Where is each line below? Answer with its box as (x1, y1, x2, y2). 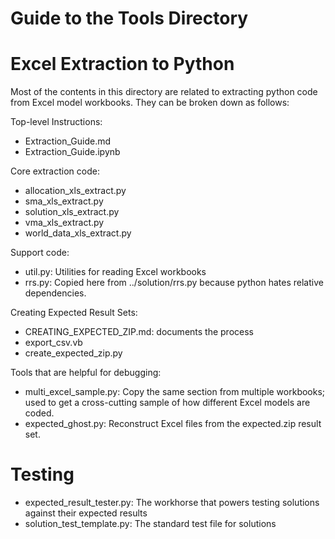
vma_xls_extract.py (24, 217, 105, 229)
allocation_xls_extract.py (24, 185, 127, 197)
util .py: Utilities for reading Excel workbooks (24, 266, 207, 278)
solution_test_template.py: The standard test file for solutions (24, 518, 277, 530)
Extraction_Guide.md (24, 135, 112, 147)
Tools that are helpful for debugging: (10, 367, 162, 379)
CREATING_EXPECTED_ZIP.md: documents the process (24, 326, 254, 338)
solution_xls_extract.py (24, 206, 120, 218)
